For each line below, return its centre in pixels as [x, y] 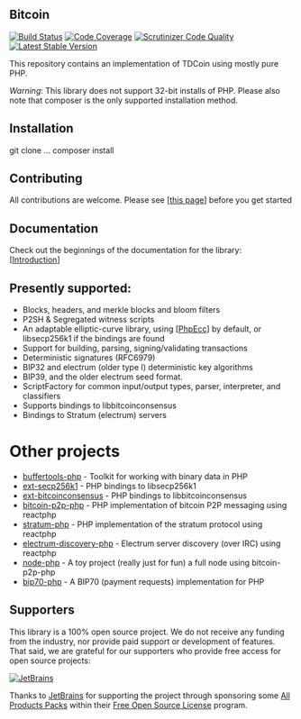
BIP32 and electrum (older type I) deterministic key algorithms [138, 368]
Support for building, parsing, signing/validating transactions [135, 348]
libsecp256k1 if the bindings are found [93, 339]
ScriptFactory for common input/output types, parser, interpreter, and [151, 387]
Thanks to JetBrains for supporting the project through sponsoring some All [150, 695]
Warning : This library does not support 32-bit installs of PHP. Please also [145, 90]
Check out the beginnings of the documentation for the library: [125, 250]
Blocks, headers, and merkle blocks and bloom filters [121, 310]
